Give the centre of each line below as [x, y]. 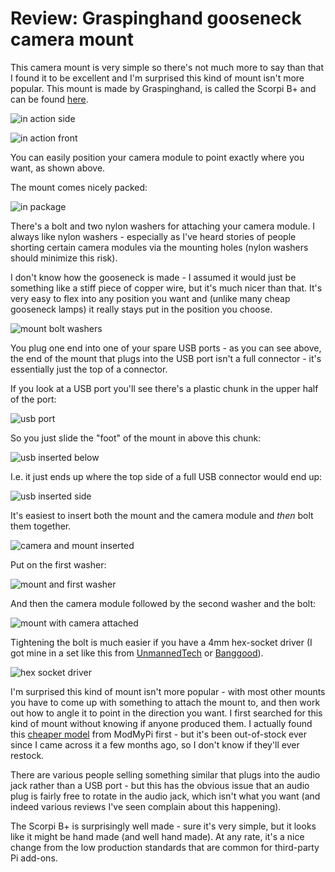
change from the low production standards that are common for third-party [165, 847]
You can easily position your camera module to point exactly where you [157, 157]
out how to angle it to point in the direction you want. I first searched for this [166, 713]
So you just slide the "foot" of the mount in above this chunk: [136, 438]
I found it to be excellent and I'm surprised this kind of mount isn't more [157, 78]
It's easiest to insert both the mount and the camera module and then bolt [162, 515]
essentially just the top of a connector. [89, 369]
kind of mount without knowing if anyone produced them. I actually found [161, 723]
